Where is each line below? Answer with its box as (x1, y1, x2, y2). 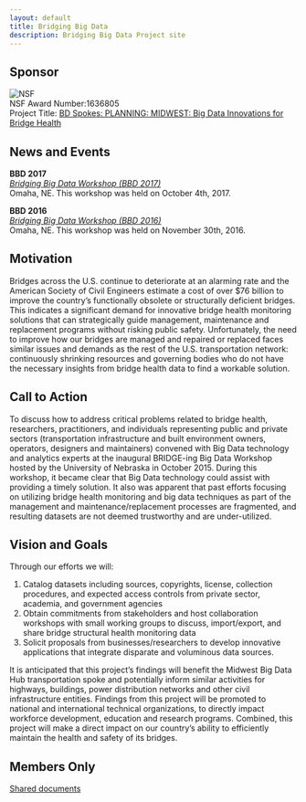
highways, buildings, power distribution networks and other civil (9, 684, 250, 695)
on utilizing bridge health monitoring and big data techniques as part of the (9, 491, 291, 502)
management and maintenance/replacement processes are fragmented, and (9, 501, 297, 512)
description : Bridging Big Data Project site (9, 30, 185, 39)
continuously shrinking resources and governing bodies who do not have (9, 353, 285, 364)
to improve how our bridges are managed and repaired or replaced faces (9, 333, 284, 344)
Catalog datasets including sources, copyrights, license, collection (22, 579, 273, 590)
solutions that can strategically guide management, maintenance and (9, 314, 269, 325)
